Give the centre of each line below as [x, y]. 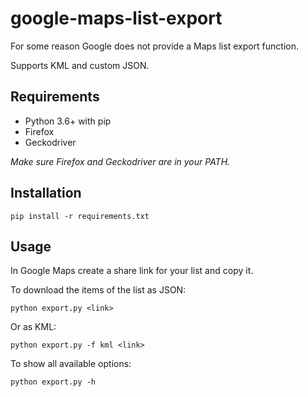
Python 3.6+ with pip [68, 121]
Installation [46, 193]
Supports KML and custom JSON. [80, 65]
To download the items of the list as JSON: [98, 290]
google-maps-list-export [116, 18]
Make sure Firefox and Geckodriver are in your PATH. [120, 161]
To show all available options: [71, 364]
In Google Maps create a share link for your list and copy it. [132, 271]
